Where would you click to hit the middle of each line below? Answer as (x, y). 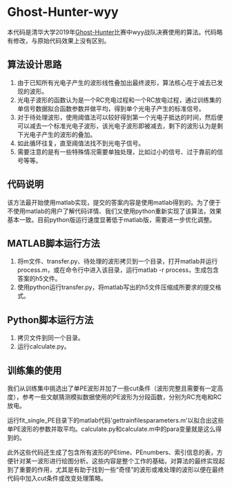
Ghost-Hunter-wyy (63, 12)
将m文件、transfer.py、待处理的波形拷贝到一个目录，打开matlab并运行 (117, 261)
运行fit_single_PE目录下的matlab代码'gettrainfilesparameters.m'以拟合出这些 (116, 420)
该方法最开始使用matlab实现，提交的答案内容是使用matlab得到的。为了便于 (114, 202)
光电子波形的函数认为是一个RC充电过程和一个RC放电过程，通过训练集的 (119, 100)
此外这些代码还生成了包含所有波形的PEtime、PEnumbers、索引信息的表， (112, 452)
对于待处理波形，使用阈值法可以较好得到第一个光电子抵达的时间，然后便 (120, 117)
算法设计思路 (35, 65)
